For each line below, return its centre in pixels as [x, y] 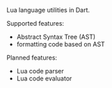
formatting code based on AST [61, 44]
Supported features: [35, 23]
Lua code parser [40, 71]
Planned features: [32, 58]
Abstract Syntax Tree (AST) [56, 37]
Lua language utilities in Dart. [48, 10]
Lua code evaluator [44, 78]
